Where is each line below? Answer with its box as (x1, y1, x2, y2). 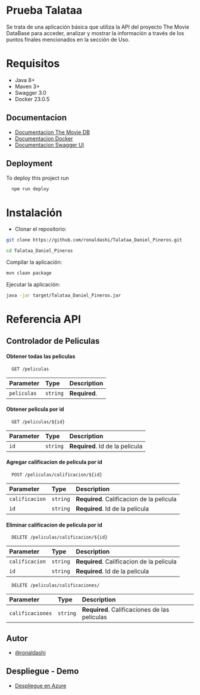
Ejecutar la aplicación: (6, 281, 61, 288)
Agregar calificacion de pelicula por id (6, 459, 102, 466)
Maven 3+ (14, 83, 40, 90)
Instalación (6, 206, 62, 219)
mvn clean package (6, 270, 52, 276)
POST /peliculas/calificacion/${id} (11, 472, 102, 478)
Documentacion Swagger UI (14, 141, 85, 148)
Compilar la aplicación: (6, 258, 62, 266)
